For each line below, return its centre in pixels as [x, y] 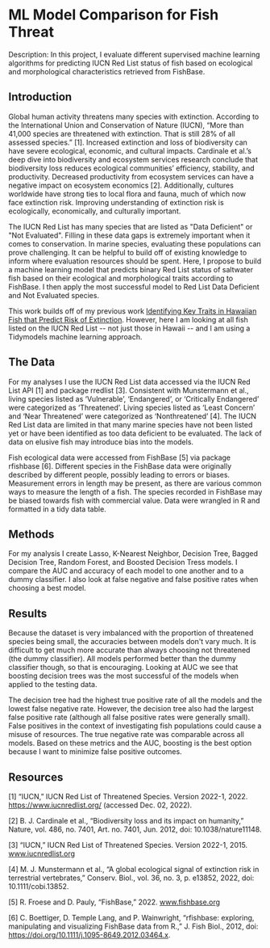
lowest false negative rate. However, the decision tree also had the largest [131, 709]
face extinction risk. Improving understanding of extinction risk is [116, 202]
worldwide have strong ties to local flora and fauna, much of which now [127, 194]
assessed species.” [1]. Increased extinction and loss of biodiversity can [128, 142]
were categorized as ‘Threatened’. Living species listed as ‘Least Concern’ [132, 407]
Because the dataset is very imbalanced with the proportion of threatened [131, 633]
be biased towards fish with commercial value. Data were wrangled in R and [134, 500]
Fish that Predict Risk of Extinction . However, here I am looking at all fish [128, 319]
